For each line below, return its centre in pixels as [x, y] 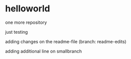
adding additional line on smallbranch [44, 51]
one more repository [26, 22]
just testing [17, 32]
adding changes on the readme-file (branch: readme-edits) [66, 41]
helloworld [28, 9]
